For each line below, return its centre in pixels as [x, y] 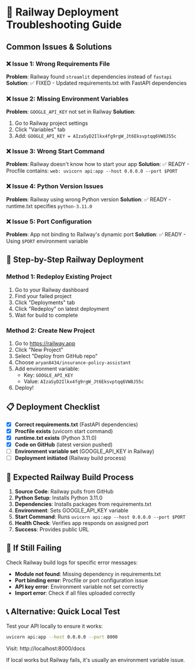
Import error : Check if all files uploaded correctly [75, 593]
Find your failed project [43, 296]
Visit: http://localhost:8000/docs [46, 648]
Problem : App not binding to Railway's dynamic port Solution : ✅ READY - [96, 235]
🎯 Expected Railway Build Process [70, 477]
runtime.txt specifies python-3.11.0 [49, 206]
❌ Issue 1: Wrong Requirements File [58, 64]
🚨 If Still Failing [34, 548]
